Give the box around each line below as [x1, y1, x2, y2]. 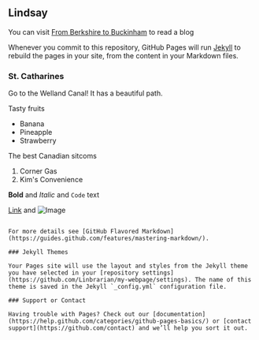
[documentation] [152, 311, 206, 319]
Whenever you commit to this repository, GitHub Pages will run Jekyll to [8, 43, 242, 52]
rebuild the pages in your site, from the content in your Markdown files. [8, 50, 239, 60]
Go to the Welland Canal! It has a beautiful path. [8, 88, 163, 98]
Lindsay [8, 6, 49, 20]
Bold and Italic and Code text [8, 190, 100, 200]
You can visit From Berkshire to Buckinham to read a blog [8, 27, 194, 36]
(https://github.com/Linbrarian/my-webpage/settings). [8, 276, 192, 284]
